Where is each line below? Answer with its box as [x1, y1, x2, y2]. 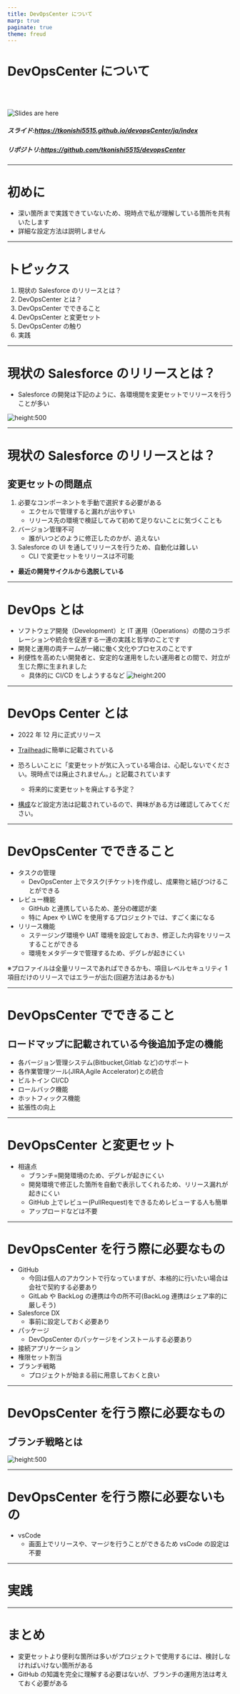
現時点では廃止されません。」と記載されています [30, 769, 171, 779]
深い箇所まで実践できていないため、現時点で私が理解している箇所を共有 [17, 209, 231, 218]
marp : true [7, 17, 40, 24]
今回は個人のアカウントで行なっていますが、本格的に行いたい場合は [28, 1274, 229, 1282]
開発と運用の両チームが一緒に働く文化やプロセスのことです [17, 644, 193, 653]
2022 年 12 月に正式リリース [17, 730, 101, 739]
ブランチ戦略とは [7, 1435, 83, 1448]
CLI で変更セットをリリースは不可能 [28, 552, 134, 561]
